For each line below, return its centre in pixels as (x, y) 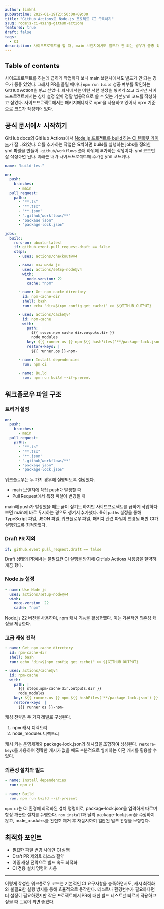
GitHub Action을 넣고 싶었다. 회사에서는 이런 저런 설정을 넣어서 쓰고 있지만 (76, 90)
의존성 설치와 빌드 (25, 770)
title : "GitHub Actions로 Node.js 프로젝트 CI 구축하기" (60, 19)
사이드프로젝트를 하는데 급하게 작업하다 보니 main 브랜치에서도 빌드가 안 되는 (78, 78)
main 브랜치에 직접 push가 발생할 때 (47, 490)
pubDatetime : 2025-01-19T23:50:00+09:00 (47, 14)
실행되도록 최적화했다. (26, 525)
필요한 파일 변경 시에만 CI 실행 (41, 850)
